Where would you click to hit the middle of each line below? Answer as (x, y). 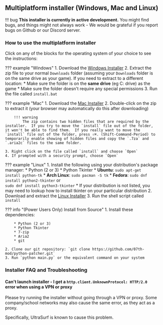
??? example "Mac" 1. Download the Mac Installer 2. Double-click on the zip (81, 103)
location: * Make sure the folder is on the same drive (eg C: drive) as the (78, 84)
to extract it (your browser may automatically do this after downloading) (77, 109)
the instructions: (21, 58)
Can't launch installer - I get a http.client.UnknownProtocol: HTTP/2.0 (76, 282)
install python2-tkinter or (33, 180)
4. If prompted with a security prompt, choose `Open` (62, 156)
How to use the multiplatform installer (51, 42)
